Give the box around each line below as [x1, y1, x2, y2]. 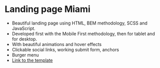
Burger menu [11, 51, 39, 58]
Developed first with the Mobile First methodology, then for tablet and [11, 30, 155, 36]
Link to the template [11, 57, 53, 63]
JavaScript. [11, 25, 36, 31]
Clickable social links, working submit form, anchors [11, 46, 119, 52]
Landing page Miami [4, 3, 91, 15]
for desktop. [11, 36, 37, 42]
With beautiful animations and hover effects [11, 41, 102, 47]
